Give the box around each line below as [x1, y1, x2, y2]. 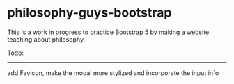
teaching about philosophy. [7, 35, 86, 43]
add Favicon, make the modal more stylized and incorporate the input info [7, 68, 219, 77]
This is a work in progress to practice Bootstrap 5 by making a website [7, 28, 210, 36]
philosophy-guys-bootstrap [7, 5, 172, 21]
